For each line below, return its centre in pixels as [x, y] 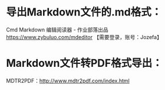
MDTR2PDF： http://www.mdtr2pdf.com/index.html [68, 81]
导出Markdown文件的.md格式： [84, 12]
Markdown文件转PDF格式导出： [85, 63]
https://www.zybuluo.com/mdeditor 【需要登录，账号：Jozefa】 [84, 37]
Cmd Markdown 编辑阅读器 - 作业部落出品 [57, 30]
